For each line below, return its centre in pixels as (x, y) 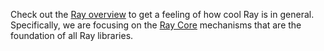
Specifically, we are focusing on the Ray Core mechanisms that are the (156, 25)
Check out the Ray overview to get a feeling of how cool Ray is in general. (162, 14)
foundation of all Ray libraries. (72, 35)
